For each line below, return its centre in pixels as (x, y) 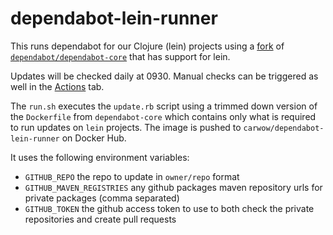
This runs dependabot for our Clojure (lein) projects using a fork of (147, 46)
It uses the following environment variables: (100, 157)
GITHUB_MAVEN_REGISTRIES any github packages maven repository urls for (173, 187)
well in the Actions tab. (57, 86)
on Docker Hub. (94, 138)
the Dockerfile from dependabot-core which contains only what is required (163, 116)
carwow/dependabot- (284, 128)
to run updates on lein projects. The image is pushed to (126, 127)
